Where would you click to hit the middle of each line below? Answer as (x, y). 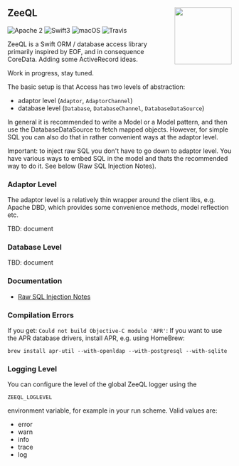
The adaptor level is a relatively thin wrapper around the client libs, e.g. (111, 200)
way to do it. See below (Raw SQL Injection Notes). (82, 166)
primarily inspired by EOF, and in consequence (76, 51)
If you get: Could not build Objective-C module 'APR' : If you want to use (115, 330)
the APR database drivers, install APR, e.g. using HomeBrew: (96, 338)
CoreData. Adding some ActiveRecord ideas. (73, 59)
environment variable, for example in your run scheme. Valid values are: (112, 411)
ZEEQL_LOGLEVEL (30, 398)
